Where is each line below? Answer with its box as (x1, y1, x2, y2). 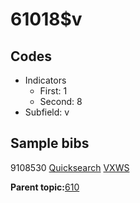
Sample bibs (10, 135, 90, 152)
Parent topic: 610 (10, 181, 80, 193)
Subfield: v (24, 106, 70, 118)
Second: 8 (39, 96, 83, 107)
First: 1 (39, 85, 68, 97)
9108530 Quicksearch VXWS (10, 161, 130, 173)
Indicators (24, 74, 67, 86)
